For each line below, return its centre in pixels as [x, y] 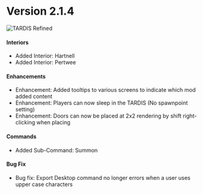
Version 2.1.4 [40, 11]
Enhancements [26, 76]
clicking [25, 122]
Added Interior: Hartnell [45, 56]
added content [34, 97]
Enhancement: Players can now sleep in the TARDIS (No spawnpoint [101, 103]
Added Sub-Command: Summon [56, 150]
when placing [53, 122]
